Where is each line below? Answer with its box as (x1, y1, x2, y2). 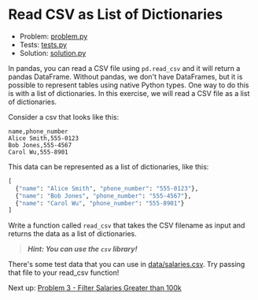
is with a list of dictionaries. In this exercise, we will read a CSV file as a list (8, 88, 250, 98)
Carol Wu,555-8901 (8, 148, 68, 156)
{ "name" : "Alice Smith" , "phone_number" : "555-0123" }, (15, 184, 199, 192)
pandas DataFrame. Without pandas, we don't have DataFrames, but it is (8, 72, 243, 81)
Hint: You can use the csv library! (27, 244, 138, 254)
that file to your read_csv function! (8, 268, 120, 277)
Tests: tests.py (19, 39, 68, 49)
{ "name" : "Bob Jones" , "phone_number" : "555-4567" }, (15, 191, 192, 200)
